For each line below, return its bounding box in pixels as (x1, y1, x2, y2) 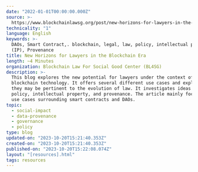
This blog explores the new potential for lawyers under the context (11, 74, 186, 80)
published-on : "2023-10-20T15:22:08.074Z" (6, 146, 112, 152)
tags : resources (6, 157, 46, 163)
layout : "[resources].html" (6, 151, 75, 157)
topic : (6, 102, 22, 108)
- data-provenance (11, 113, 57, 119)
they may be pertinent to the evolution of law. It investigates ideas (11, 86, 192, 92)
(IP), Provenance (11, 47, 54, 53)
